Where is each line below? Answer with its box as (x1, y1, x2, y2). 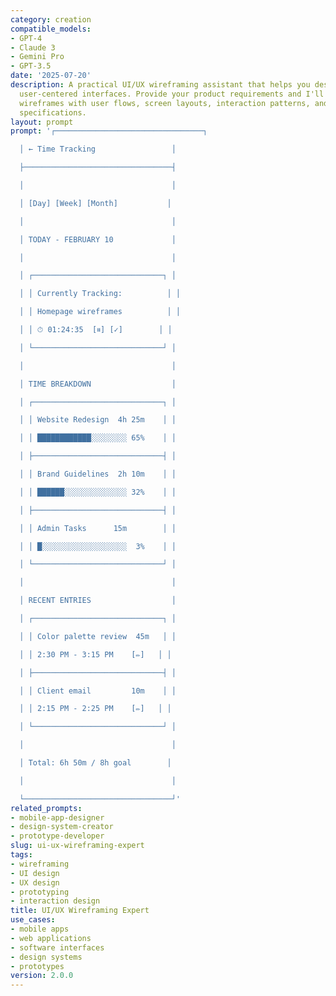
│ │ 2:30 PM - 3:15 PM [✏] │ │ (19, 649, 172, 660)
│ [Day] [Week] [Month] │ (19, 198, 172, 208)
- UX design (10, 877, 60, 888)
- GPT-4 (10, 33, 43, 43)
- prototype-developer (10, 831, 105, 841)
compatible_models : (10, 24, 92, 34)
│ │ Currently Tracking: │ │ (19, 289, 182, 299)
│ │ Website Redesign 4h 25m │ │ (19, 415, 177, 425)
